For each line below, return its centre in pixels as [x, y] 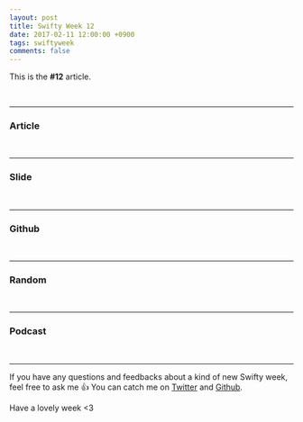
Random [28, 280]
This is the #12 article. [50, 76]
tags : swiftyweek [42, 43]
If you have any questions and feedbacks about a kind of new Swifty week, [149, 377]
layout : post [34, 18]
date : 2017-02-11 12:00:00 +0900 [72, 34]
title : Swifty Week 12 [52, 26]
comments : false [40, 51]
